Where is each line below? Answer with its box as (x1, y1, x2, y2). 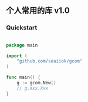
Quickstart (6, 24, 38, 32)
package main (6, 42, 38, 48)
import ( (6, 52, 28, 59)
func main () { (6, 74, 41, 81)
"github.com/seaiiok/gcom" (16, 58, 83, 64)
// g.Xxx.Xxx (16, 85, 49, 91)
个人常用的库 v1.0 (6, 5, 70, 16)
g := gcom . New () (16, 80, 57, 86)
